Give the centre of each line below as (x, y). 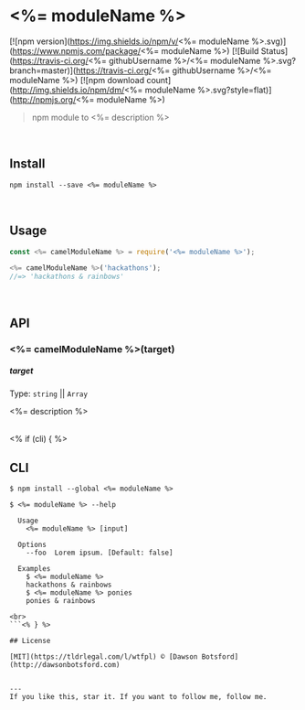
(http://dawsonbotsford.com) (65, 665)
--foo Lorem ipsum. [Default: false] (100, 553)
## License (30, 641)
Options (32, 545)
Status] (274, 50)
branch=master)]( (43, 70)
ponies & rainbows (61, 601)
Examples (34, 569)
